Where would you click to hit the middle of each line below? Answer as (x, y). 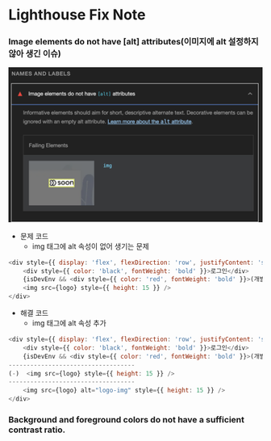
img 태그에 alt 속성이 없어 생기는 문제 (90, 246)
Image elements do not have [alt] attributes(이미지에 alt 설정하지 (134, 42)
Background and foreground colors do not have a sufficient (126, 419)
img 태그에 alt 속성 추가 (69, 323)
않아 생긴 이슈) (35, 54)
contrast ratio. (37, 430)
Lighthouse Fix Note (77, 15)
